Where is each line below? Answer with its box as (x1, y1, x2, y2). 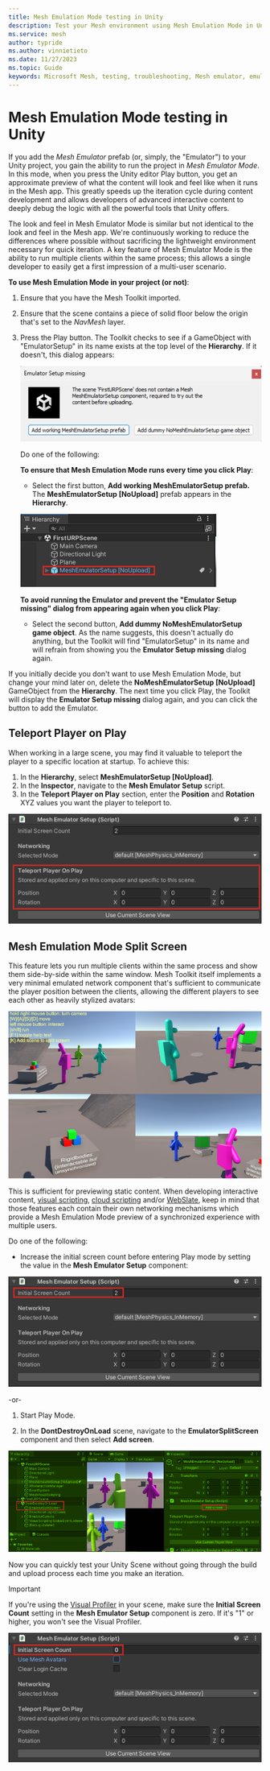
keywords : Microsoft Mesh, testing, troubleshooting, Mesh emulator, (8, 72, 247, 81)
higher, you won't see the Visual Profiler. (8, 1616, 142, 1626)
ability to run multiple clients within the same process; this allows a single (8, 253, 252, 263)
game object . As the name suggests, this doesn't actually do (31, 627, 234, 637)
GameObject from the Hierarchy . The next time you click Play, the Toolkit (8, 685, 251, 696)
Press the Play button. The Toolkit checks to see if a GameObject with (19, 333, 252, 342)
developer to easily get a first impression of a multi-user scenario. (8, 262, 227, 271)
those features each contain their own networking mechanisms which (8, 1203, 239, 1213)
